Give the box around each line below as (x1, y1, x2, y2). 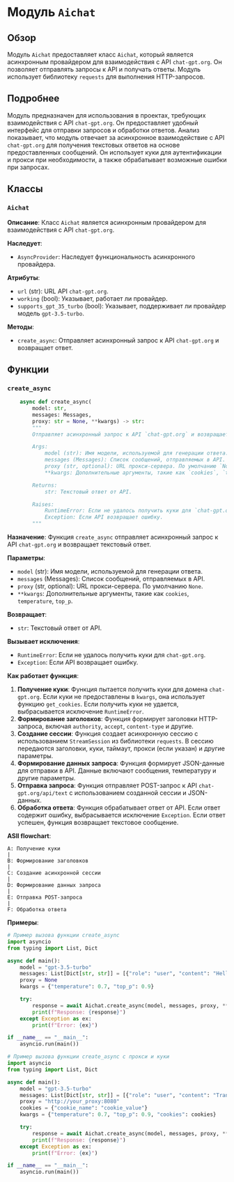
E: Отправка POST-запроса (7, 894, 82, 901)
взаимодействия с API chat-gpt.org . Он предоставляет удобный (7, 118, 198, 127)
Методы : (7, 322, 35, 331)
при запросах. (7, 163, 50, 171)
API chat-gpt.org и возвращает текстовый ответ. (7, 540, 151, 549)
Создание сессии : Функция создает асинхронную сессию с (17, 730, 198, 738)
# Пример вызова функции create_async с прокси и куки (7, 1053, 170, 1060)
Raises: (32, 501, 54, 508)
